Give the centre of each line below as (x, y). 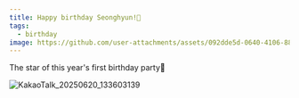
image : (21, 42)
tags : (19, 26)
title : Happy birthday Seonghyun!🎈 (75, 17)
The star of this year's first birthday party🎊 (88, 68)
